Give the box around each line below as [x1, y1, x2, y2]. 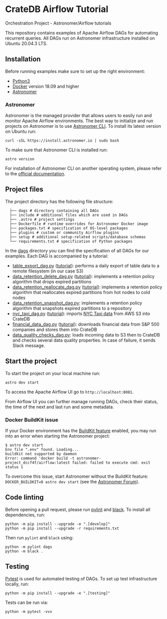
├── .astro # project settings [9, 217, 75, 222]
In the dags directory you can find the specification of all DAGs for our [5, 247, 149, 253]
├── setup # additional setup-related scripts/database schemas [9, 234, 146, 239]
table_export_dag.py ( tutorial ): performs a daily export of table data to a [12, 262, 160, 268]
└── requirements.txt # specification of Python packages [9, 239, 133, 244]
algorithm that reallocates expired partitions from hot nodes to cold [12, 289, 151, 295]
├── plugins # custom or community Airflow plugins [9, 230, 120, 235]
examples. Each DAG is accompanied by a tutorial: [5, 253, 109, 259]
